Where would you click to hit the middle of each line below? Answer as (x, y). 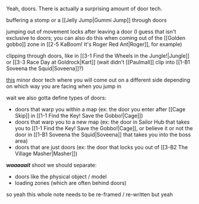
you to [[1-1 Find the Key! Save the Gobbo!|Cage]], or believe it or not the (104, 128)
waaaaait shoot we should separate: (51, 165)
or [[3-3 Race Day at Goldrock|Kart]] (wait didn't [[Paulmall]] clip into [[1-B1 (98, 62)
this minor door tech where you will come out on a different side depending (98, 80)
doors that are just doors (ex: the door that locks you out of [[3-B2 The (101, 147)
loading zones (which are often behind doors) (70, 183)
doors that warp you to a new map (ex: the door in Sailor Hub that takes (102, 122)
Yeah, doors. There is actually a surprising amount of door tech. (84, 9)
